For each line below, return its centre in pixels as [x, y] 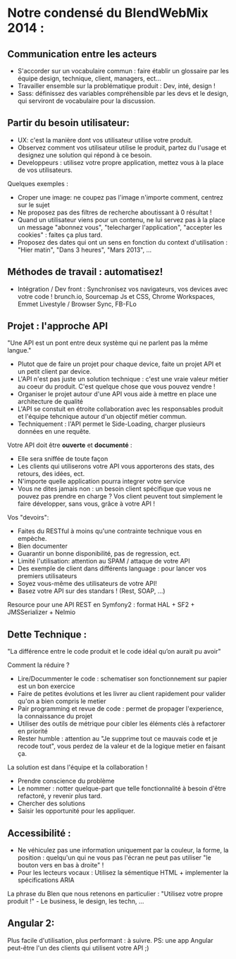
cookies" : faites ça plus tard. [60, 235]
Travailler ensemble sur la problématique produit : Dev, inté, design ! [117, 86]
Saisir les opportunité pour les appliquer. [76, 811]
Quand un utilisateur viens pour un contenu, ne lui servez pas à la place [121, 219]
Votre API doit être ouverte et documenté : [70, 445]
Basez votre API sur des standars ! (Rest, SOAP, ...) [91, 591]
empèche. [32, 539]
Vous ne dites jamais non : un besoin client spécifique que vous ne [114, 489]
